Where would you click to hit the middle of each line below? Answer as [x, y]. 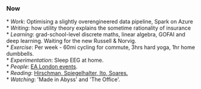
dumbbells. [20, 54]
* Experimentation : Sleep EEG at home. [55, 60]
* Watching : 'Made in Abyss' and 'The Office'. [63, 79]
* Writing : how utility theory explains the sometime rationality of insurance [99, 28]
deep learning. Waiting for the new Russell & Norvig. [71, 41]
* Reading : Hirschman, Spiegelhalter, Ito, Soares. [67, 73]
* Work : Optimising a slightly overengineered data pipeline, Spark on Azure [100, 22]
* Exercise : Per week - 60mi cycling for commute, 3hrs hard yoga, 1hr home [101, 47]
